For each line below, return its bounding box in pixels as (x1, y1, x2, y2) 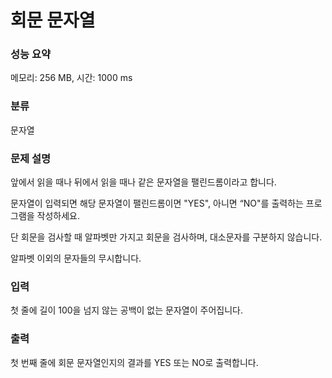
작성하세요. (36, 210, 81, 222)
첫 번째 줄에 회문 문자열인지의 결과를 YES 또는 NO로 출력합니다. (10, 356, 259, 368)
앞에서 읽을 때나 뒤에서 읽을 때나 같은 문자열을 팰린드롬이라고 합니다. (10, 176, 277, 188)
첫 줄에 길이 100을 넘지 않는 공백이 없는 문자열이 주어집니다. (10, 304, 243, 316)
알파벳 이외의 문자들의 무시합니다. (10, 252, 142, 265)
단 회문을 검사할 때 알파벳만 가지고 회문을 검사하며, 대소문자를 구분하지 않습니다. (10, 231, 323, 243)
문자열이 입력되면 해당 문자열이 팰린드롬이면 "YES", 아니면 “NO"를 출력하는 (10, 197, 304, 210)
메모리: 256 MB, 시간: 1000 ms (10, 72, 133, 84)
